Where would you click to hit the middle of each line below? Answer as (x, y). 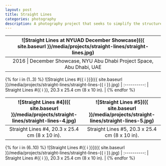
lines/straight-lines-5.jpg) (122, 121)
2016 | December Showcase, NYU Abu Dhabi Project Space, (83, 61)
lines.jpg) (83, 53)
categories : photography (31, 19)
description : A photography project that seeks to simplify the (73, 24)
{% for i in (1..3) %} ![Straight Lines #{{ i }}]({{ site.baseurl (64, 79)
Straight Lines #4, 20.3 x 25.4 (44, 129)
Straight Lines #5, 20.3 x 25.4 (122, 129)
